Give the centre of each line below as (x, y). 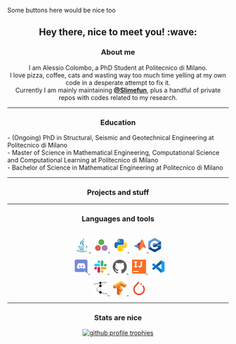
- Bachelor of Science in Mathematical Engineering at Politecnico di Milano (115, 167)
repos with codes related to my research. (118, 97)
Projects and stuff (118, 192)
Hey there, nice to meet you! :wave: (118, 32)
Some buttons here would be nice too (61, 10)
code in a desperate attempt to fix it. (118, 82)
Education (118, 122)
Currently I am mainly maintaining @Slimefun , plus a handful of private (118, 90)
